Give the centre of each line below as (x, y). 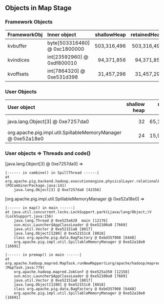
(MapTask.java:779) (25, 268)
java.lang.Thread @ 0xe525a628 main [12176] (61, 221)
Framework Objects (29, 22)
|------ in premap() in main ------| (43, 255)
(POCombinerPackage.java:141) (36, 186)
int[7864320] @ (66, 71)
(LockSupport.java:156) (29, 217)
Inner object (62, 35)
